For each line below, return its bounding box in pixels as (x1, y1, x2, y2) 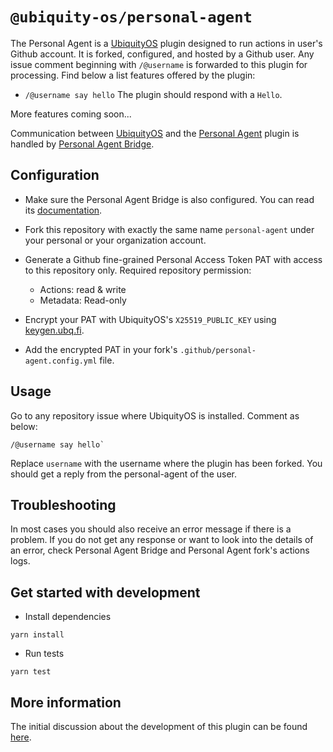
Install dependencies (24, 611, 112, 623)
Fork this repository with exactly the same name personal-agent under (24, 223, 315, 235)
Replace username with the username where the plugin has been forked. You (10, 457, 323, 469)
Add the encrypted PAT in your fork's (24, 343, 178, 355)
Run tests (24, 648, 65, 660)
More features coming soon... (10, 108, 132, 120)
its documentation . (24, 204, 103, 216)
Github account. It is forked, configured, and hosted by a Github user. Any (10, 48, 315, 60)
